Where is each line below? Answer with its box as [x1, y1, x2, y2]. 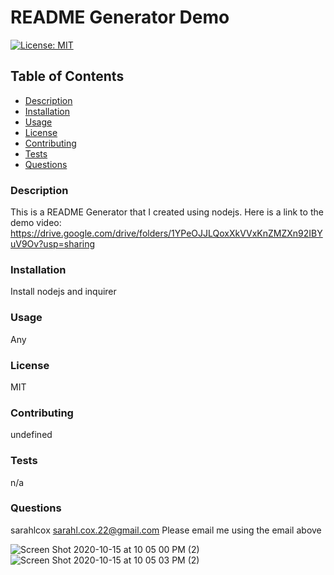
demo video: [10, 217, 62, 229]
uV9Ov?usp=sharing [10, 238, 96, 250]
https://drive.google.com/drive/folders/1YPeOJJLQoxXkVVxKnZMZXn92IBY [10, 227, 323, 240]
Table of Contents [10, 68, 125, 85]
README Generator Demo [10, 6, 230, 29]
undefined [10, 429, 53, 441]
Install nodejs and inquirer [10, 286, 117, 298]
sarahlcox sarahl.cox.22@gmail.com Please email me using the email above [10, 524, 322, 536]
